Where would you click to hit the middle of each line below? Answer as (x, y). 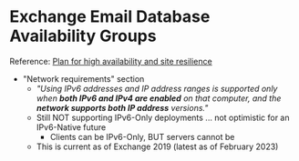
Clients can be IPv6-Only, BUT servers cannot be (142, 136)
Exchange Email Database (110, 17)
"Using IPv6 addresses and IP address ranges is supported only (157, 88)
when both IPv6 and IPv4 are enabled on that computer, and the (159, 98)
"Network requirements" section (83, 78)
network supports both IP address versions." (122, 107)
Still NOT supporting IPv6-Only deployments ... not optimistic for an (163, 117)
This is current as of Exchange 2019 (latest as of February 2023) (157, 146)
